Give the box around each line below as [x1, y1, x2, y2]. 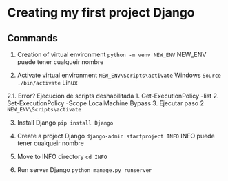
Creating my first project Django [7, 5, 195, 21]
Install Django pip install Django [17, 118, 114, 127]
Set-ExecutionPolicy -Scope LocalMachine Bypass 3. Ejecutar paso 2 [7, 99, 205, 107]
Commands [7, 32, 59, 44]
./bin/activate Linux [17, 78, 78, 87]
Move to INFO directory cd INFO [17, 153, 107, 160]
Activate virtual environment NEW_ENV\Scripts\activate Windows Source [17, 71, 222, 79]
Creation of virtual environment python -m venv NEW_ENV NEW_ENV [17, 50, 207, 58]
